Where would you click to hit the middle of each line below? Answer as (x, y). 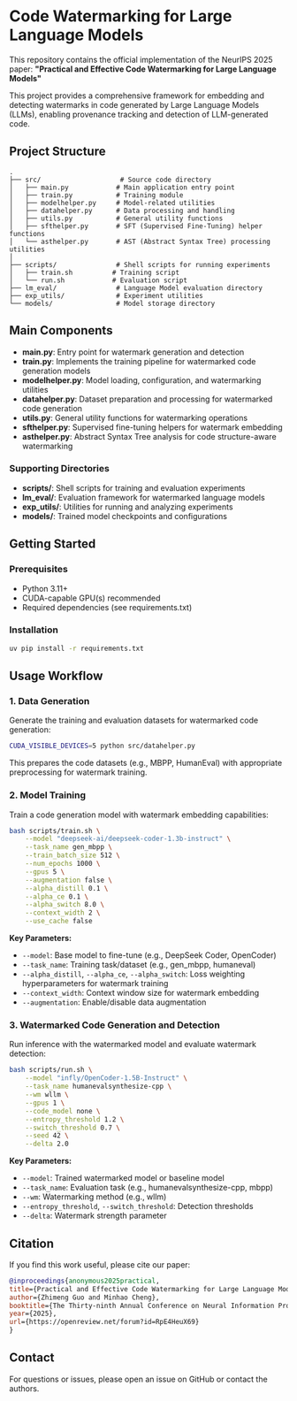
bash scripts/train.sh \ (55, 831)
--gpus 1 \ (45, 1103)
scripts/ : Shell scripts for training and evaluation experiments (133, 487)
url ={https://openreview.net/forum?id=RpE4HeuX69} (104, 1322)
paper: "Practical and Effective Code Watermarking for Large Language (143, 69)
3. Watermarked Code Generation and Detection (115, 1025)
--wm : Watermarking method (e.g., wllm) (94, 1197)
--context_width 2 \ (63, 913)
